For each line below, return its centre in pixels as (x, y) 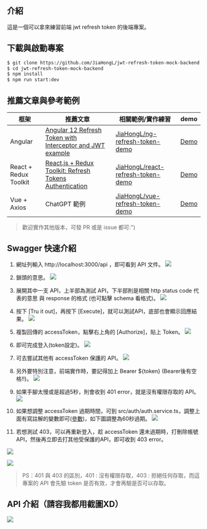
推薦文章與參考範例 (43, 100)
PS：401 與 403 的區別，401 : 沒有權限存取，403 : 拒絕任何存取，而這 (111, 475)
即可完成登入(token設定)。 (49, 345)
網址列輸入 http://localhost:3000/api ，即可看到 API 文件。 (90, 264)
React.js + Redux (69, 163)
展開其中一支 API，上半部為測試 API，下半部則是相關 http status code (104, 290)
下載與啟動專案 (35, 48)
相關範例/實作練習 (145, 119)
